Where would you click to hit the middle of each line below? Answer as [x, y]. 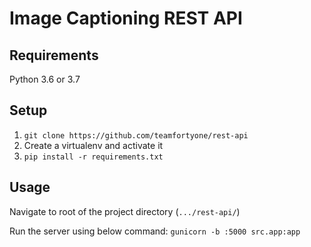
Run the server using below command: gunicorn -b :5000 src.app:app [155, 231]
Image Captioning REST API [126, 18]
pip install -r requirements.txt [93, 157]
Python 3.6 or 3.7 [45, 79]
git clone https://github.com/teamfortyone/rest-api [136, 135]
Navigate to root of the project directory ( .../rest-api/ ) [125, 211]
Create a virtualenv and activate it [93, 145]
